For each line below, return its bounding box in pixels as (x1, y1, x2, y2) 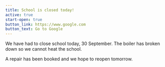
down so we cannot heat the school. (5, 46, 82, 52)
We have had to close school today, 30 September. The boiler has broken (5, 40, 160, 47)
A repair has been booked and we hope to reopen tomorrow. (5, 56, 133, 62)
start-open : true (5, 17, 43, 22)
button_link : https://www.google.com (5, 21, 86, 27)
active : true (5, 12, 33, 17)
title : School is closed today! (5, 7, 74, 13)
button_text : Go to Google (5, 27, 63, 32)
